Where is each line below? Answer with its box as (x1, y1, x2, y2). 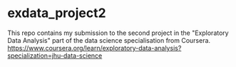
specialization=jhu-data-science (7, 51, 103, 60)
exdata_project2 (7, 5, 106, 21)
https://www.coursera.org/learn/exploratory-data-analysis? (7, 43, 182, 52)
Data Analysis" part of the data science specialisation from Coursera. (7, 36, 211, 44)
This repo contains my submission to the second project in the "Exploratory (7, 29, 230, 37)
